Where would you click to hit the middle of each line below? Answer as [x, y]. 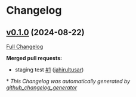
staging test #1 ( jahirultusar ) [49, 70]
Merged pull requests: [34, 58]
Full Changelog [25, 46]
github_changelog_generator [42, 87]
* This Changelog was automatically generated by [68, 81]
